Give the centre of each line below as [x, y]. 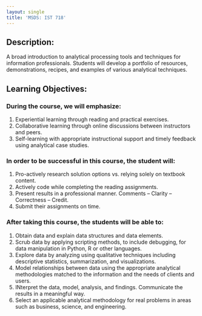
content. [25, 180]
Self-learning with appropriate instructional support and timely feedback [105, 139]
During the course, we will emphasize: [64, 106]
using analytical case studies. [52, 145]
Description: [30, 42]
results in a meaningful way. [50, 294]
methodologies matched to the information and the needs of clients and [105, 274]
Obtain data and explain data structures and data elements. [89, 235]
